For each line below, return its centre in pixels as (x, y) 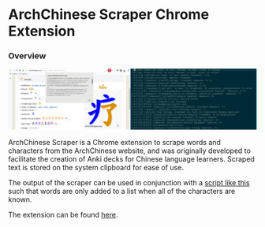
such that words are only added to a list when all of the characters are (122, 191)
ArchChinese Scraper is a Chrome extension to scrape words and (114, 142)
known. (20, 199)
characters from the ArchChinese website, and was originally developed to (129, 151)
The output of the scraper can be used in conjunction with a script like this (129, 182)
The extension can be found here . (63, 214)
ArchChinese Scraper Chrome (109, 15)
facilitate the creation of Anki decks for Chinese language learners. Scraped (131, 158)
